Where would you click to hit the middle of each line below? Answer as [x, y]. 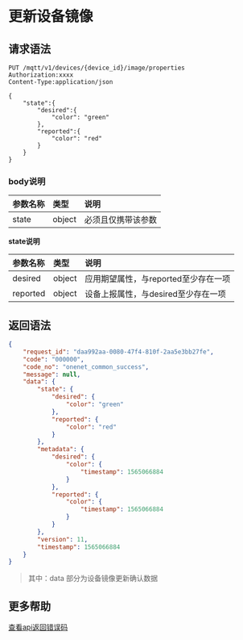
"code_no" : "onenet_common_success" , [86, 367]
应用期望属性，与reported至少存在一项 [157, 279]
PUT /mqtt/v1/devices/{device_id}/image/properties [97, 68]
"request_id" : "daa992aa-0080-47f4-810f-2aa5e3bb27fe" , [119, 352]
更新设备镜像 [51, 17]
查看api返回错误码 [38, 627]
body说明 [27, 181]
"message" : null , [52, 374]
